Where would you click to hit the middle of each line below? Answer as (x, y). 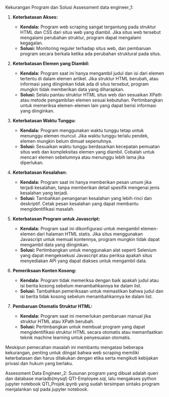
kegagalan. (32, 43)
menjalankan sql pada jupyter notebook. (47, 389)
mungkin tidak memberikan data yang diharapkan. (72, 89)
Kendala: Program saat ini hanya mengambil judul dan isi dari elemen (92, 73)
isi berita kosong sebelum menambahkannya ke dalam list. (81, 286)
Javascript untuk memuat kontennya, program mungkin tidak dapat (90, 239)
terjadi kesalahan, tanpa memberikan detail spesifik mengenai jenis (90, 187)
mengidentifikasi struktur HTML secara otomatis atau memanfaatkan (91, 332)
